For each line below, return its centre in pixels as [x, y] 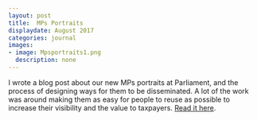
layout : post [30, 15]
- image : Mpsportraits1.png [55, 52]
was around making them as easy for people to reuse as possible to [119, 99]
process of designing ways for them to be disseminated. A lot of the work [128, 91]
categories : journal [43, 38]
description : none [46, 60]
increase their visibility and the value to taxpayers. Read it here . [112, 107]
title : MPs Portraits [46, 23]
